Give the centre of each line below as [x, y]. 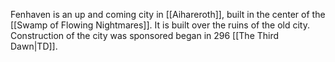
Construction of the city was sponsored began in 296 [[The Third [145, 35]
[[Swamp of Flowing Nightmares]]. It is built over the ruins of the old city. [160, 25]
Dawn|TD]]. [34, 46]
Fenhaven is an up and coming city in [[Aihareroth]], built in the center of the [168, 14]
